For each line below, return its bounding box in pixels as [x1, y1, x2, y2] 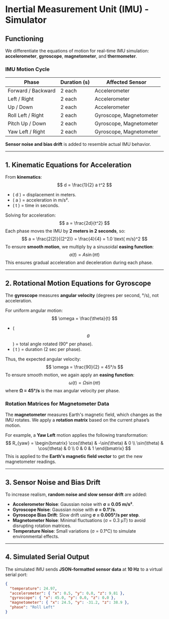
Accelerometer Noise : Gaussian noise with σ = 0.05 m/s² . [12, 501, 134, 507]
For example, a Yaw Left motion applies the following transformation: [5, 432, 148, 438]
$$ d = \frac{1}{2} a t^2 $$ [57, 182, 112, 188]
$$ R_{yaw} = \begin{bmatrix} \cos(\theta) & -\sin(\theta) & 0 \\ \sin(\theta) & [5, 440, 164, 446]
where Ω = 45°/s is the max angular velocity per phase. [5, 387, 120, 393]
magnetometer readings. [5, 458, 56, 465]
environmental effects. [12, 534, 59, 540]
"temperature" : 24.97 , [10, 586, 57, 591]
